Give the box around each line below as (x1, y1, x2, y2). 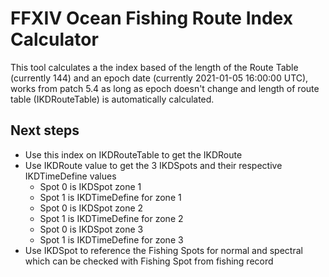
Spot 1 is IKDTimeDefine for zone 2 (39, 212, 184, 224)
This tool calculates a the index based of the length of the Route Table (10, 61, 299, 73)
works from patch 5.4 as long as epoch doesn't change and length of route (10, 82, 320, 94)
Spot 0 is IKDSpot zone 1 (39, 180, 142, 192)
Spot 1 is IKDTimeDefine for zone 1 (39, 191, 182, 203)
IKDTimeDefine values (24, 170, 117, 182)
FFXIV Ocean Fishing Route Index (10, 7, 293, 30)
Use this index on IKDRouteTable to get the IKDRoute (24, 148, 243, 161)
